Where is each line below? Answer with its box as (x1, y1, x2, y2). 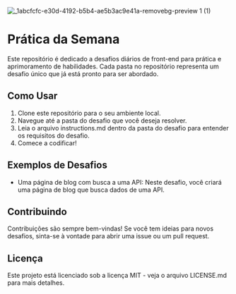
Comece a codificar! (17, 138, 77, 147)
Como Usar (7, 90, 58, 102)
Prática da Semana (7, 32, 120, 47)
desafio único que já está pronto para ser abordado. (7, 69, 159, 78)
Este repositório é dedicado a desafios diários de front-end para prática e (7, 54, 222, 63)
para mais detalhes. (7, 278, 65, 287)
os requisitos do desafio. (17, 131, 90, 140)
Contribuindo (7, 205, 67, 218)
